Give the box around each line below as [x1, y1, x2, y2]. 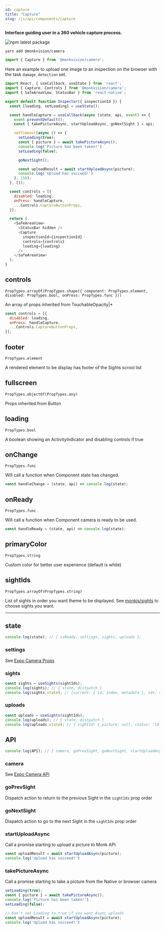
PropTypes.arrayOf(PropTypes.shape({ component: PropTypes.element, [5, 289, 148, 293]
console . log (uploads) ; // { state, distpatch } [5, 717, 105, 723]
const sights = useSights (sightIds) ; [5, 681, 82, 686]
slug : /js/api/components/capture [5, 16, 76, 21]
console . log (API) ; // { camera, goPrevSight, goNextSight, [5, 749, 129, 754]
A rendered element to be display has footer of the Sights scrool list [5, 365, 142, 370]
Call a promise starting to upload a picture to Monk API [5, 842, 116, 848]
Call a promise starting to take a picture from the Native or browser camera [5, 878, 157, 885]
